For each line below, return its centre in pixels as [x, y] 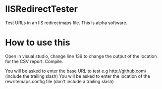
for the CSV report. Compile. [34, 61]
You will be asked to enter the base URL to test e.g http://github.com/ [76, 71]
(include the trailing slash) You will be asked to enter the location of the [78, 76]
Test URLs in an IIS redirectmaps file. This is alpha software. [66, 23]
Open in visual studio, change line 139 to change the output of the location [81, 56]
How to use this [38, 43]
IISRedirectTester [42, 9]
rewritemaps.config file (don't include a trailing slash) [59, 81]
